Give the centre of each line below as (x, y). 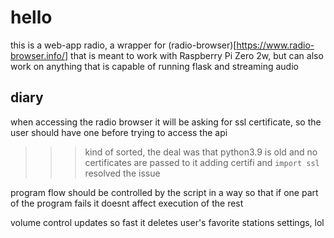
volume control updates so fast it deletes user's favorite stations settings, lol (167, 222)
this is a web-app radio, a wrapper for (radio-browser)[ (123, 45)
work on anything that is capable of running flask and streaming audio (154, 66)
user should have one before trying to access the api (119, 132)
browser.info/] (39, 55)
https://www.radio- (275, 45)
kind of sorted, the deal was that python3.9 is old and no (201, 152)
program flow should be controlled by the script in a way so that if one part (164, 192)
